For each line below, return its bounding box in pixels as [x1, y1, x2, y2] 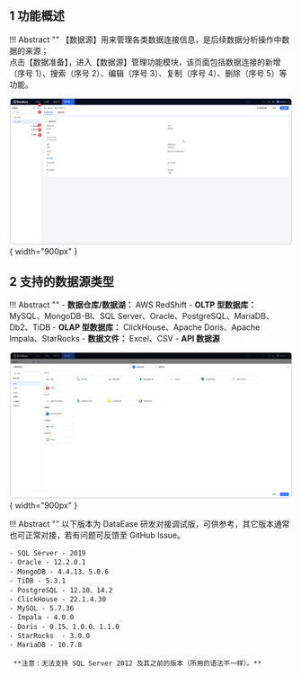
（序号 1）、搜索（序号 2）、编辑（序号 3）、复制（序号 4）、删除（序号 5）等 [9, 67, 288, 78]
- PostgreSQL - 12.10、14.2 [9, 586, 113, 595]
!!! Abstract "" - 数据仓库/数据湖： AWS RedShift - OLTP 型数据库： [9, 299, 257, 310]
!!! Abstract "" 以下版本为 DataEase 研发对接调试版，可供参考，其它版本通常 [9, 519, 290, 529]
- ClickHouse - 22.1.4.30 [9, 595, 106, 604]
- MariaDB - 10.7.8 [9, 641, 83, 650]
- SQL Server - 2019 [9, 549, 87, 558]
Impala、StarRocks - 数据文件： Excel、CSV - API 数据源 [9, 334, 220, 344]
